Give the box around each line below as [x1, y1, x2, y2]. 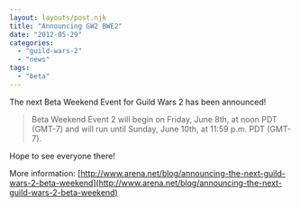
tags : [9, 64, 30, 73]
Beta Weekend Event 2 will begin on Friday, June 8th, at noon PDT [31, 113, 277, 124]
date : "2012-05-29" [9, 30, 83, 39]
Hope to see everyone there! [9, 150, 115, 161]
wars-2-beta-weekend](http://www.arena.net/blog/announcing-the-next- [9, 177, 282, 188]
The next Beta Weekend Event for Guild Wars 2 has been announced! [9, 96, 267, 107]
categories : [9, 38, 54, 48]
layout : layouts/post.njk [9, 13, 106, 22]
